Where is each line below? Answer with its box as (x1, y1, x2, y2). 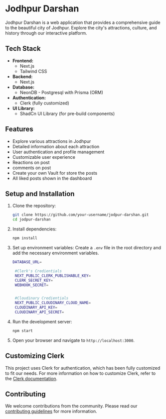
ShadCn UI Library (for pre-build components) (19, 110, 115, 116)
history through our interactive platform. (5, 30, 87, 36)
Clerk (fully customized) (19, 100, 70, 106)
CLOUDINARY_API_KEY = (14, 305, 57, 310)
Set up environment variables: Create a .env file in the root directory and (12, 245, 161, 250)
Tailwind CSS (19, 68, 47, 74)
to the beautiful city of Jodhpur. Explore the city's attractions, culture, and (5, 24, 157, 30)
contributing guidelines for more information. (5, 409, 97, 415)
